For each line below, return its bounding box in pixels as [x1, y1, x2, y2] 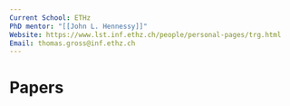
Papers [9, 78, 64, 98]
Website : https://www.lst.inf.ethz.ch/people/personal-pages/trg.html [9, 30, 282, 39]
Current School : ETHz [9, 13, 92, 23]
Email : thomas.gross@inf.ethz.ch [9, 38, 136, 48]
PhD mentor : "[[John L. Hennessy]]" [9, 22, 148, 31]
